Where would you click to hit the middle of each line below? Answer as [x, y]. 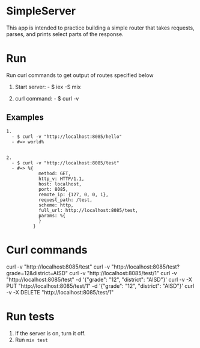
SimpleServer [41, 11]
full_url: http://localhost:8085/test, [88, 210]
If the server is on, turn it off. [50, 333]
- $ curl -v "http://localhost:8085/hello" [67, 137]
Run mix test [31, 340]
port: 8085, [53, 189]
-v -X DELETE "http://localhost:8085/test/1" [60, 292]
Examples [25, 118]
